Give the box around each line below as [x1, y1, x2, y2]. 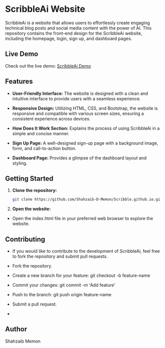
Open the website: [12, 206, 51, 212]
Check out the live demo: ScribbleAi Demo [5, 63, 91, 69]
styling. [12, 160, 28, 166]
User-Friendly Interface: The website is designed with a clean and [12, 90, 148, 96]
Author [5, 325, 27, 334]
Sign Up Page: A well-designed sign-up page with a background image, [12, 140, 159, 146]
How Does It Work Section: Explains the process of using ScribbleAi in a [12, 125, 160, 131]
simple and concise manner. [12, 130, 70, 136]
